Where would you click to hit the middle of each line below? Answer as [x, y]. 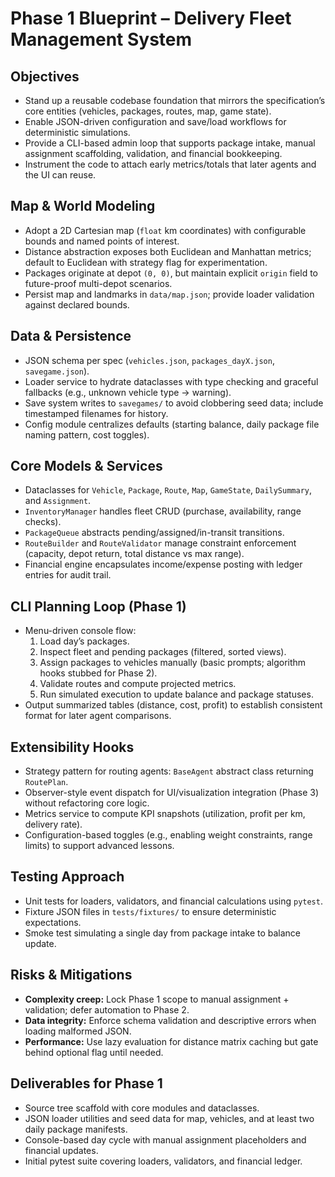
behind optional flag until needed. [94, 1052]
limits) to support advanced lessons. [99, 846]
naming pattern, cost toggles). [87, 434]
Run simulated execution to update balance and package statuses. [176, 694]
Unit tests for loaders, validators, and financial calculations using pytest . [173, 901]
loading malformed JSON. [78, 1031]
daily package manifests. [76, 1129]
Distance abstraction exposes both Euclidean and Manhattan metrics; [168, 251]
